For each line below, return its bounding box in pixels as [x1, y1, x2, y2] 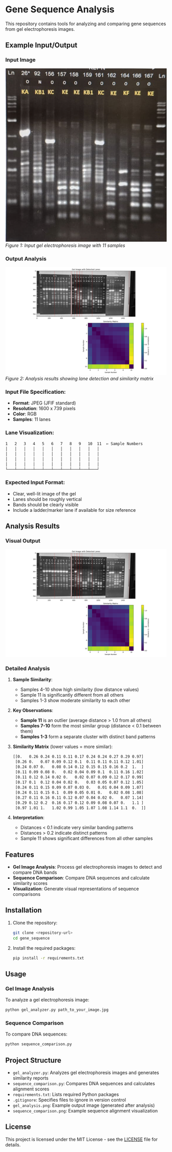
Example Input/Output [5, 41, 78, 50]
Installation [5, 906, 42, 915]
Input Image [5, 56, 36, 64]
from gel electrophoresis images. [5, 26, 75, 32]
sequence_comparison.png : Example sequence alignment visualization [12, 1108, 158, 1113]
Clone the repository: [12, 919, 58, 926]
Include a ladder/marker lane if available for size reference [12, 507, 136, 513]
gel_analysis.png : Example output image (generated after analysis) [12, 1102, 155, 1108]
